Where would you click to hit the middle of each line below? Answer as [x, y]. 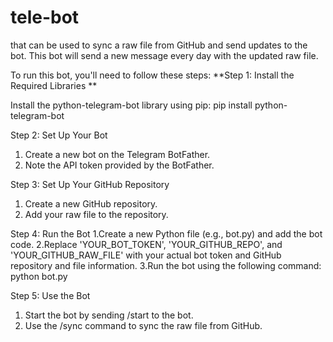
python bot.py [39, 276]
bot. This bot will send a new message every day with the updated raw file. [164, 55]
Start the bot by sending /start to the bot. [109, 315]
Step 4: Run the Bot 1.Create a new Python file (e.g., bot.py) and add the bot [166, 233]
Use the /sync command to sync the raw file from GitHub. [143, 325]
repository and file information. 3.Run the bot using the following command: [166, 265]
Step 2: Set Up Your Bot [59, 135]
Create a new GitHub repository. [91, 203]
